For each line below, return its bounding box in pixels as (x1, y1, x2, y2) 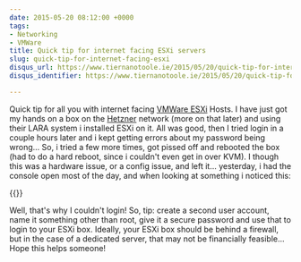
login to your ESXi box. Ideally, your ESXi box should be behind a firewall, (9, 224, 279, 234)
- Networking (9, 30, 58, 38)
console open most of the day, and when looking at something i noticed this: (9, 170, 291, 181)
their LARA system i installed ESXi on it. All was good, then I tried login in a (9, 123, 284, 133)
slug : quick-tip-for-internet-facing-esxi (9, 55, 170, 63)
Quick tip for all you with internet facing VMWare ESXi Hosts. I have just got (9, 104, 288, 114)
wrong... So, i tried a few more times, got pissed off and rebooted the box (9, 141, 280, 152)
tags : (9, 21, 30, 30)
